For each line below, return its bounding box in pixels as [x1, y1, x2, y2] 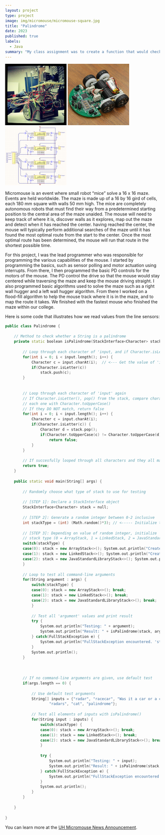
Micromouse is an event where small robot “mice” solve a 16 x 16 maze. [5, 190, 150, 196]
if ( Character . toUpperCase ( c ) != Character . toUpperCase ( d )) [40, 432, 164, 437]
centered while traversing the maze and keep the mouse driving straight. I [5, 278, 155, 284]
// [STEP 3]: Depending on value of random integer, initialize [23, 531, 157, 536]
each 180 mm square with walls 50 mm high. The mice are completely [5, 200, 146, 206]
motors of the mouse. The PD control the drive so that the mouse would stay [5, 272, 160, 278]
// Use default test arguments [31, 691, 96, 696]
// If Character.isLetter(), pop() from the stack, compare [23, 396, 148, 401]
